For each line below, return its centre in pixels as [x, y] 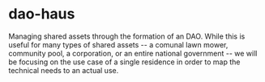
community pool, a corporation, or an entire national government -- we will [133, 53]
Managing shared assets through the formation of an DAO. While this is [127, 36]
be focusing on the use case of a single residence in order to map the [124, 62]
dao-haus [42, 14]
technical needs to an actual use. [64, 70]
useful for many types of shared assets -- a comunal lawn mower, [118, 44]
